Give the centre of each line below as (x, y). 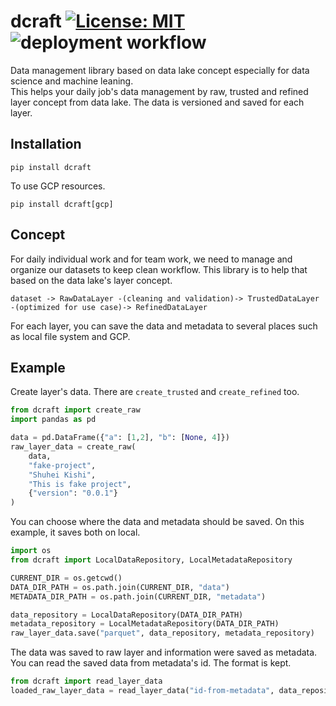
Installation (46, 144)
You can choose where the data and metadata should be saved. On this (157, 522)
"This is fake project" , (80, 484)
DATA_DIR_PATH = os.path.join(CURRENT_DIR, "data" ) (120, 587)
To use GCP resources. (58, 186)
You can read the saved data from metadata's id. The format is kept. (151, 663)
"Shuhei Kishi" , (62, 475)
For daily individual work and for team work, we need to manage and (151, 259)
